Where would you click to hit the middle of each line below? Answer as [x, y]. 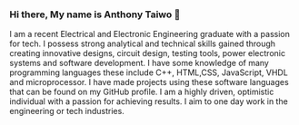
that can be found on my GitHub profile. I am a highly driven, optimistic [142, 92]
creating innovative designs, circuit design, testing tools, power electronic [148, 53]
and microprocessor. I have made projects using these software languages [149, 82]
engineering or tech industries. [67, 111]
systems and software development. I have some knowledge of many [140, 63]
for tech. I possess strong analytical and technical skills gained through [142, 43]
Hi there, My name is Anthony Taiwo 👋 [95, 14]
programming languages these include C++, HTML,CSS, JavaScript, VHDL [149, 72]
